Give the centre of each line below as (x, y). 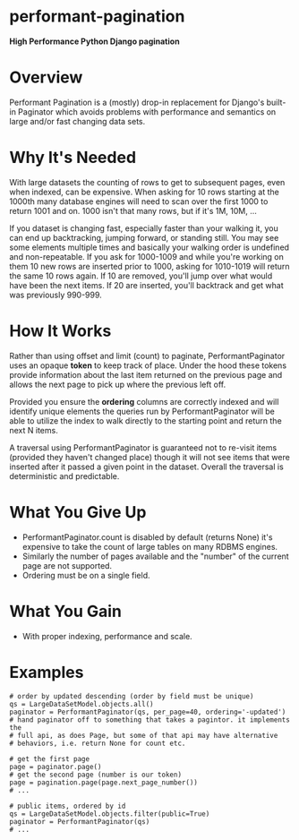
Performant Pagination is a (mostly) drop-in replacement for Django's (137, 102)
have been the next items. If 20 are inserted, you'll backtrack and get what (146, 285)
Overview (46, 77)
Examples (47, 672)
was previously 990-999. (56, 295)
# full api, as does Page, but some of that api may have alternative (144, 735)
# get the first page (50, 759)
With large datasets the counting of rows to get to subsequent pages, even (147, 182)
